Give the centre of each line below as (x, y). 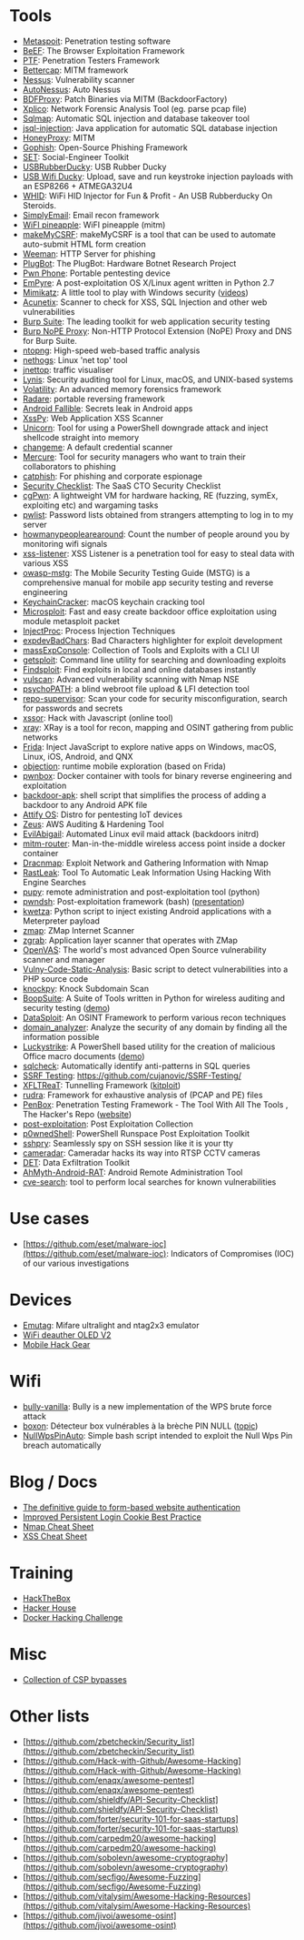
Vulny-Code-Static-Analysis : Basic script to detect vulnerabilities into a (155, 969)
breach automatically (62, 1445)
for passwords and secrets (73, 708)
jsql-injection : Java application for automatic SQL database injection (150, 127)
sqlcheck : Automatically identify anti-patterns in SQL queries (137, 1066)
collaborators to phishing (69, 466)
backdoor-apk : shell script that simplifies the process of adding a (144, 795)
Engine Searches (54, 882)
